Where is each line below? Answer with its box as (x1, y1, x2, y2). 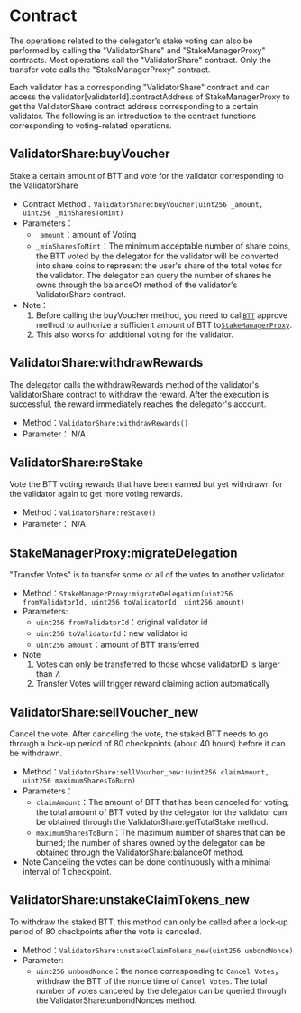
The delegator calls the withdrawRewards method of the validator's (9, 379, 260, 389)
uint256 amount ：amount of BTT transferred (35, 639, 200, 651)
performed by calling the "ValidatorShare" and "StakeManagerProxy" (9, 44, 266, 55)
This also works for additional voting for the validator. (35, 329, 234, 340)
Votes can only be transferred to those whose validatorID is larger (35, 659, 281, 670)
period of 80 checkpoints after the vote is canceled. (9, 925, 203, 936)
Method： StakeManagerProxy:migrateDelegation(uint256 (22, 588, 233, 599)
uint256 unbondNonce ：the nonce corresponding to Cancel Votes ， (35, 965, 283, 976)
